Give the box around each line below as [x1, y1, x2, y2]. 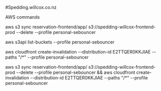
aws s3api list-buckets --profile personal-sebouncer [5, 39, 115, 45]
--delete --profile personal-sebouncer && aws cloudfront [16, 69, 136, 75]
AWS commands [5, 14, 40, 20]
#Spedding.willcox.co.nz [5, 5, 57, 10]
